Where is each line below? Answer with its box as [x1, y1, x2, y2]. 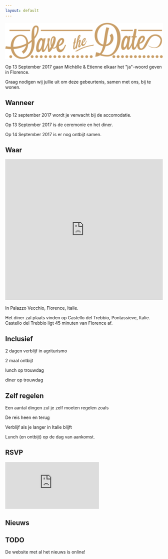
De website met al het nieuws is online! [5, 549, 86, 555]
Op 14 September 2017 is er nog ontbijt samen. [5, 131, 101, 137]
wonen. [5, 84, 21, 90]
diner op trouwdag [5, 377, 43, 383]
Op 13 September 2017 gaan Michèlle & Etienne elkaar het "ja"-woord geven [5, 64, 162, 70]
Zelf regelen [5, 391, 44, 400]
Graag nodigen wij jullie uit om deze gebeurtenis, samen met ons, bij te [5, 79, 151, 85]
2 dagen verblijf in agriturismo [5, 348, 67, 354]
